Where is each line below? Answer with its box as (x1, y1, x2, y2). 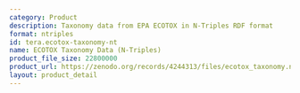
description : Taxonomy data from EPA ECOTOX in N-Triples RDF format (9, 21, 274, 30)
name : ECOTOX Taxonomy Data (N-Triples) (9, 46, 162, 55)
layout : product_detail (9, 71, 98, 80)
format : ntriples (9, 29, 74, 38)
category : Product (9, 12, 78, 22)
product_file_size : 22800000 (9, 54, 118, 63)
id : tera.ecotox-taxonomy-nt (9, 37, 118, 47)
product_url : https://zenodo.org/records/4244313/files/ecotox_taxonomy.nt (9, 63, 297, 72)
